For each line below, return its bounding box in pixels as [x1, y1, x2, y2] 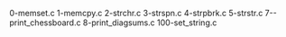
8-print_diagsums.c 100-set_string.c [82, 17, 217, 28]
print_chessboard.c [9, 17, 81, 28]
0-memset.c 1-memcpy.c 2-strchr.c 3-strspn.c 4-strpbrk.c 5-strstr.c [9, 8, 263, 18]
